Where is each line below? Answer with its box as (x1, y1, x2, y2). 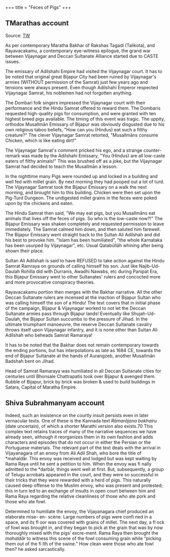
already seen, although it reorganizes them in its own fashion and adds (5, 434, 153, 440)
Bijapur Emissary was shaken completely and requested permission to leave (5, 221, 164, 227)
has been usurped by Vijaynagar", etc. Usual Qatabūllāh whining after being (5, 242, 164, 248)
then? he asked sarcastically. (5, 546, 66, 552)
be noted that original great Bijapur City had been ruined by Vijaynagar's (5, 74, 156, 80)
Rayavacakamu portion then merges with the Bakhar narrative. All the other (5, 289, 162, 295)
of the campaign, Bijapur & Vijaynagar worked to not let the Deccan (5, 305, 146, 311)
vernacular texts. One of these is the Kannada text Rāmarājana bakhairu (5, 417, 157, 424)
